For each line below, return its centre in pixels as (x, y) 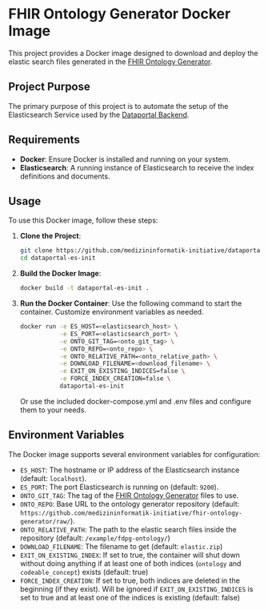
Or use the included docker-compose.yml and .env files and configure (136, 401)
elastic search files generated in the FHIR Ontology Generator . (110, 62)
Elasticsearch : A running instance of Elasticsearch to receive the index (137, 167)
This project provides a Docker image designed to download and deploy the (133, 53)
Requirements (44, 140)
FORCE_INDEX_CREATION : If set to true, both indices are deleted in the (130, 580)
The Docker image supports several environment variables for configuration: (134, 454)
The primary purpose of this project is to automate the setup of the (118, 106)
